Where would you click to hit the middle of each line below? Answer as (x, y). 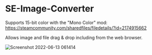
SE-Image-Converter (49, 9)
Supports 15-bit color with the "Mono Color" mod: (56, 22)
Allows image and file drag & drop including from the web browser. (74, 37)
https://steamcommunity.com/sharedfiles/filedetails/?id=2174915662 (76, 27)
